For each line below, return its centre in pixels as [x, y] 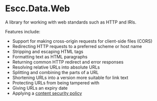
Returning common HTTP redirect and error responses [68, 62]
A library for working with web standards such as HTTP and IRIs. [71, 22]
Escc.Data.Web [38, 9]
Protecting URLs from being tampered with [56, 83]
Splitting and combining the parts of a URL [55, 72]
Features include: [23, 31]
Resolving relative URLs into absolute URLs [56, 67]
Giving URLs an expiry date [40, 88]
